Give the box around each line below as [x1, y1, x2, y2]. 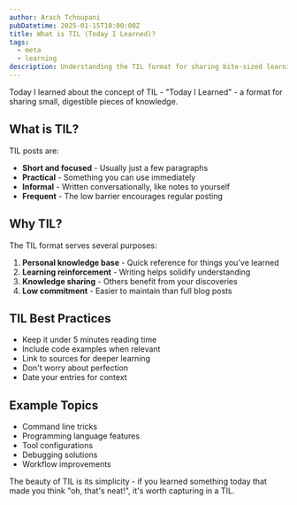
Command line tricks [21, 422, 98, 432]
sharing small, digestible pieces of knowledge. [9, 96, 179, 106]
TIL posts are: [9, 145, 59, 156]
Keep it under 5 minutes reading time [21, 334, 157, 346]
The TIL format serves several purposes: [9, 240, 157, 251]
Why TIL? [9, 216, 63, 231]
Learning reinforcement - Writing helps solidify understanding [21, 267, 251, 277]
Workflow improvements [21, 459, 112, 470]
